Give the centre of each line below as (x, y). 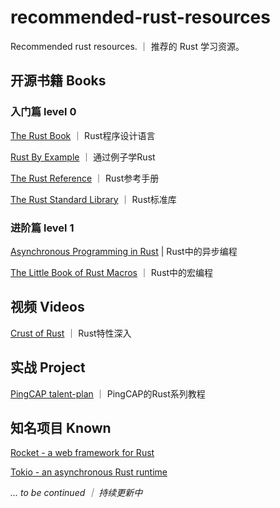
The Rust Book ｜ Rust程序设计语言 (83, 135)
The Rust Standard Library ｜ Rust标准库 (93, 199)
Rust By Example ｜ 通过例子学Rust (83, 157)
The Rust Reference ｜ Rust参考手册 (85, 178)
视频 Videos (47, 307)
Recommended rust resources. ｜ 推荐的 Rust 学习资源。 (127, 46)
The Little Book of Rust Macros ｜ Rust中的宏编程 (112, 272)
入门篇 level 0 (43, 112)
